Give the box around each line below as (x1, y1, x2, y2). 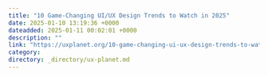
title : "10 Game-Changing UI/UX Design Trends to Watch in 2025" (8, 11, 230, 20)
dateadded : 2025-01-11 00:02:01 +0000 (8, 26, 137, 34)
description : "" (8, 33, 62, 42)
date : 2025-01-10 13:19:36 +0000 (8, 19, 120, 27)
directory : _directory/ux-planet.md (8, 56, 130, 64)
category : (8, 48, 41, 56)
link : (8, 41, 26, 49)
